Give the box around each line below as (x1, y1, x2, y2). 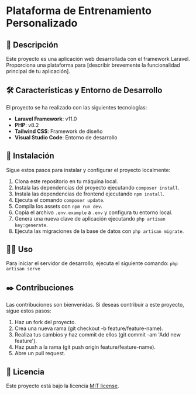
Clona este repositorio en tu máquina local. (14, 177, 118, 185)
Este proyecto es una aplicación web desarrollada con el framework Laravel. (6, 56, 190, 62)
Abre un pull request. (14, 350, 66, 357)
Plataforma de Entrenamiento (6, 4, 152, 18)
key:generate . (14, 221, 48, 228)
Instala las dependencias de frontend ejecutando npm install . (14, 190, 165, 197)
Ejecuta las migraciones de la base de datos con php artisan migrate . (14, 227, 184, 235)
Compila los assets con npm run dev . (14, 202, 102, 209)
